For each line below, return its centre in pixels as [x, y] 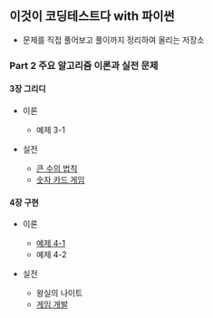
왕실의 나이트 [59, 294]
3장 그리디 [28, 89]
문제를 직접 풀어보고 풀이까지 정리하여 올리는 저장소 [113, 40]
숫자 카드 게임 [60, 179]
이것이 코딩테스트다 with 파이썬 [92, 16]
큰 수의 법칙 [57, 168]
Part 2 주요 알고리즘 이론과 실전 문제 [84, 65]
